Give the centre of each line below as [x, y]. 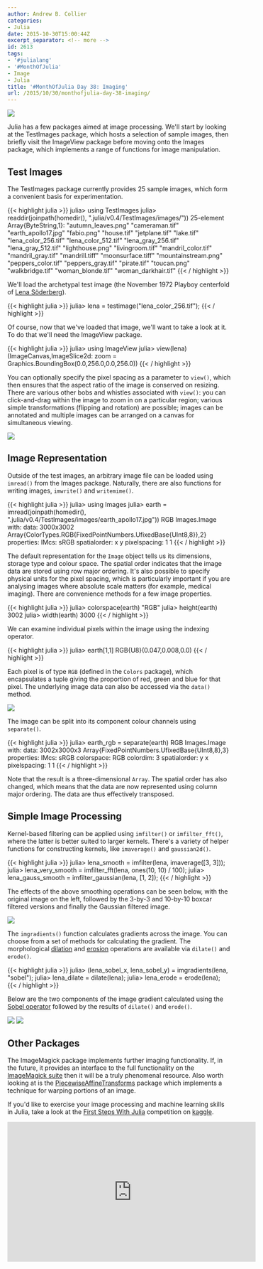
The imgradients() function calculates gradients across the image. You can [117, 933]
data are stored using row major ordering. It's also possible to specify [109, 571]
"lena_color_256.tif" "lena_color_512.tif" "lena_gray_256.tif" [93, 240]
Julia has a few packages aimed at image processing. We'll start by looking [117, 127]
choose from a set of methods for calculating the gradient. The [99, 941]
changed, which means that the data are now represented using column [112, 786]
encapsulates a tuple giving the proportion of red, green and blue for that [114, 679]
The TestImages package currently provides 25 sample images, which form [118, 188]
